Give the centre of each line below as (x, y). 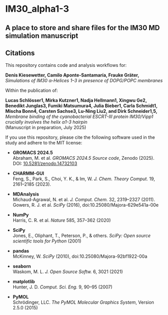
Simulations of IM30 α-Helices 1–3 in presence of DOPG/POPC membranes (84, 81)
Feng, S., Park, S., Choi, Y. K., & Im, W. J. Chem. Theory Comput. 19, (84, 179)
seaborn (22, 266)
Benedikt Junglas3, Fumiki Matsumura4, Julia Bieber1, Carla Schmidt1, (81, 106)
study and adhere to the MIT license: (44, 143)
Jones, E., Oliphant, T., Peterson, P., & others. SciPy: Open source (82, 236)
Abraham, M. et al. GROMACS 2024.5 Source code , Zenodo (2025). (83, 158)
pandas (21, 251)
